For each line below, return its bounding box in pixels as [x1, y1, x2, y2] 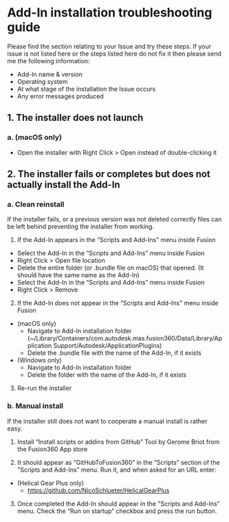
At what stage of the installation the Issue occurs [17, 85, 156, 93]
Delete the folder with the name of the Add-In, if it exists [27, 371, 187, 379]
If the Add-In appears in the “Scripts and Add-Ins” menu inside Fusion [17, 236, 216, 244]
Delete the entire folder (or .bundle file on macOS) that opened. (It [17, 263, 204, 272]
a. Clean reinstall [7, 199, 65, 209]
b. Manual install [7, 401, 64, 411]
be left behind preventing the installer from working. [7, 222, 155, 231]
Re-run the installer [17, 384, 72, 393]
